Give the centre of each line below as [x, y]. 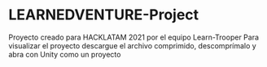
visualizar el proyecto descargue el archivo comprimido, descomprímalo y [132, 45]
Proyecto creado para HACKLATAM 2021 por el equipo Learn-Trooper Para [133, 37]
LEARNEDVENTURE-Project [104, 15]
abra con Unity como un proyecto [65, 54]
